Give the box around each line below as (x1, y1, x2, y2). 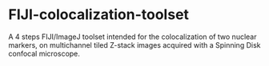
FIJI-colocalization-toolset (8, 6, 190, 24)
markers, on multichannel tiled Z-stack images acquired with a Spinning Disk (8, 40, 261, 49)
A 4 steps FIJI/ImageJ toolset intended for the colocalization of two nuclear (8, 32, 257, 41)
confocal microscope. (8, 49, 80, 58)
